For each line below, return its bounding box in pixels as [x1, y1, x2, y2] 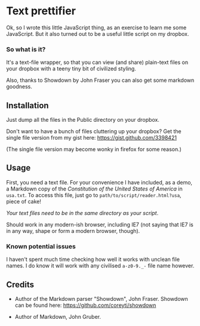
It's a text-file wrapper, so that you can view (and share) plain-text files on [6, 59, 189, 66]
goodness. [6, 83, 33, 90]
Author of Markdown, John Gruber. [14, 313, 101, 320]
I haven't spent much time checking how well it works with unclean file [6, 256, 180, 263]
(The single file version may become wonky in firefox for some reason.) [6, 146, 182, 153]
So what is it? [6, 45, 46, 53]
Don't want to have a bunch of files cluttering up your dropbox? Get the [6, 128, 181, 135]
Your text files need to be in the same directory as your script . [6, 209, 159, 216]
